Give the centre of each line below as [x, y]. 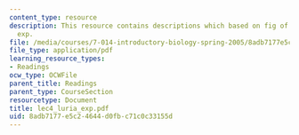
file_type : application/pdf [61, 51]
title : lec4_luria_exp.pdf [59, 108]
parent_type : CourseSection [61, 91]
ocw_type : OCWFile [43, 75]
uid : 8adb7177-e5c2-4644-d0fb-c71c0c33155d [91, 116]
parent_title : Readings [53, 83]
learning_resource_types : [57, 59]
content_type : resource [53, 17]
